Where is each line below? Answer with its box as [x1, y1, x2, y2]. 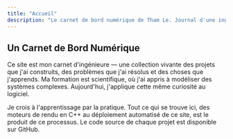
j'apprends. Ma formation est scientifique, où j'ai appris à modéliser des [7, 75, 212, 84]
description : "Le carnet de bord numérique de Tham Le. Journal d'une [7, 17, 216, 24]
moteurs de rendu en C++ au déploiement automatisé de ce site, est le [7, 111, 209, 119]
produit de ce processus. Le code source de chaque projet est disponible [7, 118, 217, 127]
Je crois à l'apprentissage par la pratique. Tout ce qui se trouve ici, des [7, 103, 210, 111]
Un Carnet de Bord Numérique [7, 42, 140, 54]
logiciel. [7, 90, 30, 98]
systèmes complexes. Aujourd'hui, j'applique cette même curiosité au [7, 82, 206, 91]
